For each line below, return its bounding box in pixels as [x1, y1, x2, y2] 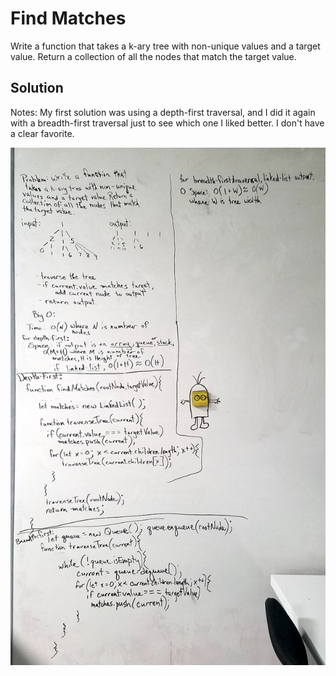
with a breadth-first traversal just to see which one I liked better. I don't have [10, 117, 325, 129]
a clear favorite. [10, 127, 75, 139]
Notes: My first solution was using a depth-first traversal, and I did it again [10, 106, 316, 118]
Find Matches [10, 7, 127, 30]
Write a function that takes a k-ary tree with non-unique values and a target [10, 40, 321, 52]
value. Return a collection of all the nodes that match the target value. [10, 50, 297, 62]
